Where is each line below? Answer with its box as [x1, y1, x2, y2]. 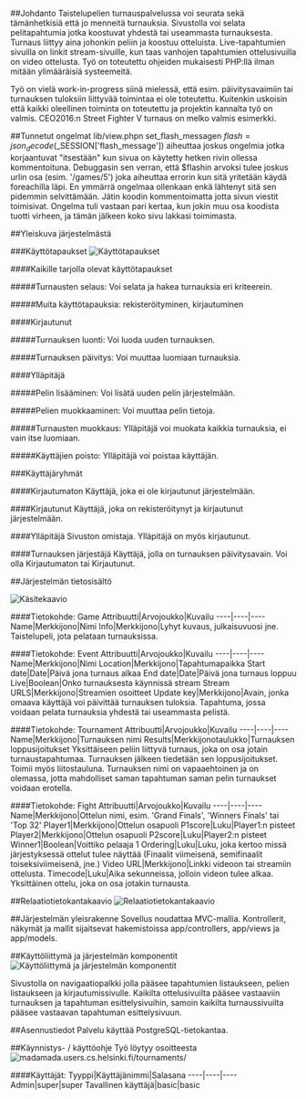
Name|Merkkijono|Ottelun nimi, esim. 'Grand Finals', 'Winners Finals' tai [10, 809, 280, 820]
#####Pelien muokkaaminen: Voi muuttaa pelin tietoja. [10, 405, 216, 416]
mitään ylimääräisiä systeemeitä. [10, 66, 133, 77]
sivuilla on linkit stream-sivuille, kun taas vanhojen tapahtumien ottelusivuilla [10, 47, 297, 58]
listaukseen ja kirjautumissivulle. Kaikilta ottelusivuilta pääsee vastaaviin [10, 987, 280, 999]
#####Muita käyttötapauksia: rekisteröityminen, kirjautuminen [10, 299, 244, 310]
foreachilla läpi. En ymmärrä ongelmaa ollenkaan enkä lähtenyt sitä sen [10, 181, 277, 192]
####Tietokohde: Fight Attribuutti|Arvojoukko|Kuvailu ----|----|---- [10, 799, 263, 811]
